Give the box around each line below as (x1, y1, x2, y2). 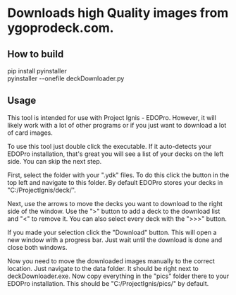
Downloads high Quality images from (7, 5, 229, 21)
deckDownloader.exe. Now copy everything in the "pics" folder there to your (7, 272, 230, 280)
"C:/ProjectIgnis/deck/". (7, 186, 76, 194)
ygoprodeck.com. (7, 20, 114, 36)
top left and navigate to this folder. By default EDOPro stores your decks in (7, 178, 223, 186)
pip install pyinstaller (7, 67, 67, 75)
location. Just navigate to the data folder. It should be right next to (7, 264, 199, 272)
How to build (7, 48, 64, 60)
